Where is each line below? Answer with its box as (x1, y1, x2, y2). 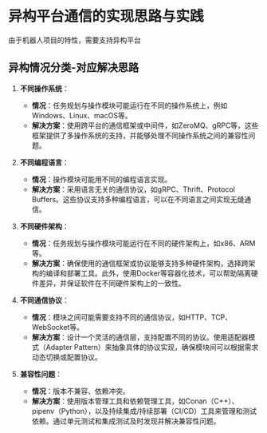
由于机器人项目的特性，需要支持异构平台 (8, 35, 141, 45)
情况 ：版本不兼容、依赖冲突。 (31, 386, 130, 395)
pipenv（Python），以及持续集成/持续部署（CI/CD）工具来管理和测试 (31, 406, 257, 415)
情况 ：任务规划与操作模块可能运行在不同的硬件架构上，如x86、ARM (31, 238, 256, 248)
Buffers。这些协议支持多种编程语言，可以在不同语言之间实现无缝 (31, 194, 245, 204)
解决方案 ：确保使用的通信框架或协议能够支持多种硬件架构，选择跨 (31, 258, 249, 268)
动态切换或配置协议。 (31, 352, 102, 362)
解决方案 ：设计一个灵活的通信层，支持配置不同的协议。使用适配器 (31, 332, 249, 342)
